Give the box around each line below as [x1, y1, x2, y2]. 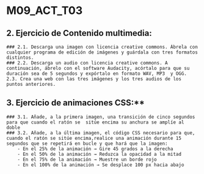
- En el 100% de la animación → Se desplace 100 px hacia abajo [17, 162, 184, 168]
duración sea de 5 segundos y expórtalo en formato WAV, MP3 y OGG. [6, 71, 188, 77]
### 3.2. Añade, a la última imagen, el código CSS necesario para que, [6, 130, 195, 136]
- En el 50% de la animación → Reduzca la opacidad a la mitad [17, 151, 182, 157]
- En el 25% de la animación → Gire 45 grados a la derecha [17, 145, 173, 152]
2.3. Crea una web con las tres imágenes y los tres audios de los [6, 76, 182, 82]
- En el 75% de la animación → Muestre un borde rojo [17, 156, 157, 162]
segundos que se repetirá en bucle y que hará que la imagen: [6, 141, 168, 147]
